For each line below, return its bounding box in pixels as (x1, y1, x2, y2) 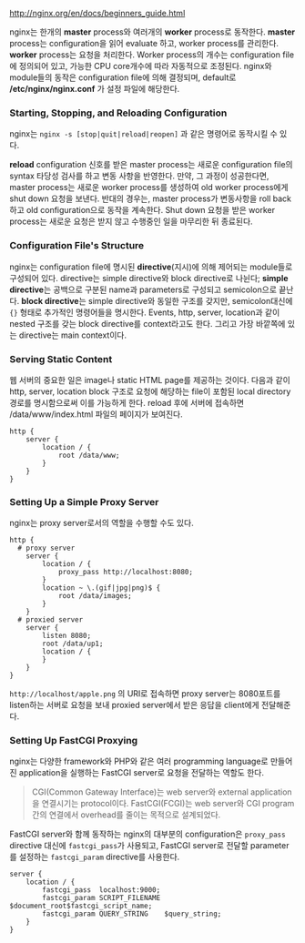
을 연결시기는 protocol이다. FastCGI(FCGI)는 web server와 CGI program (31, 798, 295, 809)
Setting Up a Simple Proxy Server (9, 495, 159, 508)
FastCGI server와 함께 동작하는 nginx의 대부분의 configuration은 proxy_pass (9, 828, 286, 840)
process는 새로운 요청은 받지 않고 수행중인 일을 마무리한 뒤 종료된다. (9, 216, 253, 227)
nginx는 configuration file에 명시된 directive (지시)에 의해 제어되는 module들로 (9, 261, 293, 272)
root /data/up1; (42, 639, 104, 649)
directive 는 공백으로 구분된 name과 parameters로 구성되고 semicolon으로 (9, 284, 278, 295)
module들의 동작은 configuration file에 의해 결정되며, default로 (9, 72, 237, 83)
